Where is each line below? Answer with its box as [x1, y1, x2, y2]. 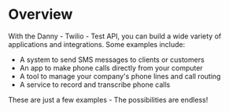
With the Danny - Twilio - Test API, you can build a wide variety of [8, 31, 222, 41]
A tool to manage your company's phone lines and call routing [19, 71, 221, 81]
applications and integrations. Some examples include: [8, 39, 186, 49]
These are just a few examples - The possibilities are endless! [8, 95, 209, 104]
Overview [8, 5, 73, 23]
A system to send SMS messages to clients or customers [19, 55, 205, 64]
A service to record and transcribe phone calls [19, 80, 171, 89]
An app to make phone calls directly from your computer [19, 63, 203, 72]
